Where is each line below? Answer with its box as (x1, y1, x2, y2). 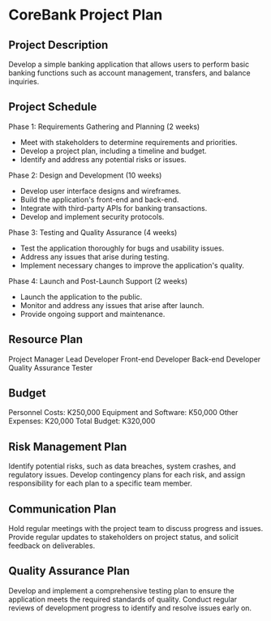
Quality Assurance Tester (8, 362, 93, 372)
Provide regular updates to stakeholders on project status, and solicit (8, 533, 239, 542)
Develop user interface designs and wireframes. (19, 186, 182, 195)
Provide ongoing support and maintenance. (19, 309, 166, 319)
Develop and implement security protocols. (19, 212, 165, 221)
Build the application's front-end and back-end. (19, 195, 179, 204)
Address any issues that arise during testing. (19, 251, 170, 261)
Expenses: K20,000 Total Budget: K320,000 (8, 416, 156, 426)
